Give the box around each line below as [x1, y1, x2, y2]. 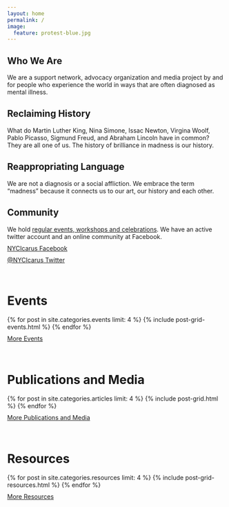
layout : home [7, 10, 45, 17]
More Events [7, 334, 43, 343]
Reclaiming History [7, 108, 91, 119]
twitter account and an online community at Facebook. [7, 232, 162, 240]
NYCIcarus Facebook [7, 244, 68, 252]
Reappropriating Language [7, 161, 125, 173]
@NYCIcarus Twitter [7, 256, 66, 264]
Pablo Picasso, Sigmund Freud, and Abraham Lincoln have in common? [7, 133, 210, 142]
